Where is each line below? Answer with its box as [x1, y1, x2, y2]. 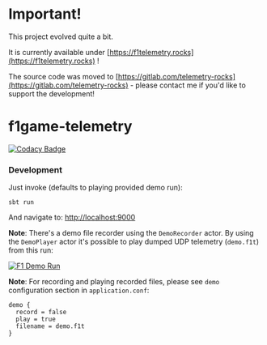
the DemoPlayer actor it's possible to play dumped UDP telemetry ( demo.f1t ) [8, 236, 260, 247]
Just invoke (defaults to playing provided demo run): [8, 183, 184, 193]
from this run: [8, 245, 54, 255]
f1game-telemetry [8, 117, 133, 136]
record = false [15, 309, 67, 317]
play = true [15, 315, 57, 324]
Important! [8, 5, 82, 23]
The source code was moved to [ [8, 71, 119, 81]
